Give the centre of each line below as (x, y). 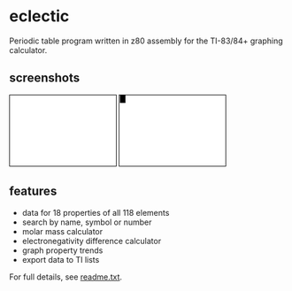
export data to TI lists (61, 259)
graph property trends (62, 250)
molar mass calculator (62, 231)
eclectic (39, 16)
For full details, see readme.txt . (65, 277)
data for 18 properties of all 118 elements (96, 212)
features (33, 191)
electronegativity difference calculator (92, 241)
